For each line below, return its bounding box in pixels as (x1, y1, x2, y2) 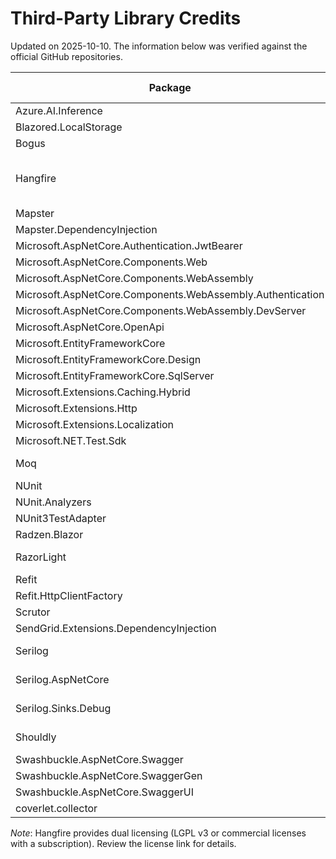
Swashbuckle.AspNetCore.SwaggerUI (15, 785, 195, 799)
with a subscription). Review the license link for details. (10, 837, 237, 849)
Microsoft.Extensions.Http (15, 401, 138, 415)
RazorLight (15, 550, 67, 564)
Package (148, 80, 192, 94)
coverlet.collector (15, 801, 98, 815)
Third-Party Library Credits (10, 7, 242, 30)
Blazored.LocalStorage (15, 120, 123, 134)
